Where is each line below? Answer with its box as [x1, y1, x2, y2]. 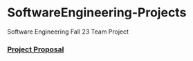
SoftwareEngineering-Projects [7, 5, 187, 21]
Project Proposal [7, 45, 64, 54]
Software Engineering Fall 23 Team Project [7, 27, 129, 36]
